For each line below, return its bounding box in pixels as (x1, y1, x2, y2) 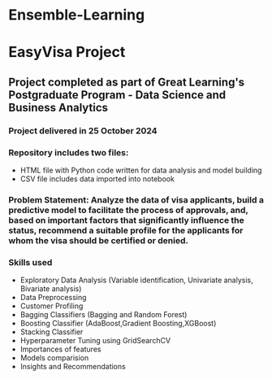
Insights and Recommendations (19, 362, 126, 372)
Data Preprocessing (19, 293, 87, 303)
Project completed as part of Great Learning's (8, 75, 245, 89)
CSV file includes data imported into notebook (19, 173, 175, 184)
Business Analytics (8, 100, 108, 115)
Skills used (8, 256, 53, 268)
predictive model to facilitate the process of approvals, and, (8, 204, 249, 216)
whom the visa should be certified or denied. (8, 234, 189, 246)
